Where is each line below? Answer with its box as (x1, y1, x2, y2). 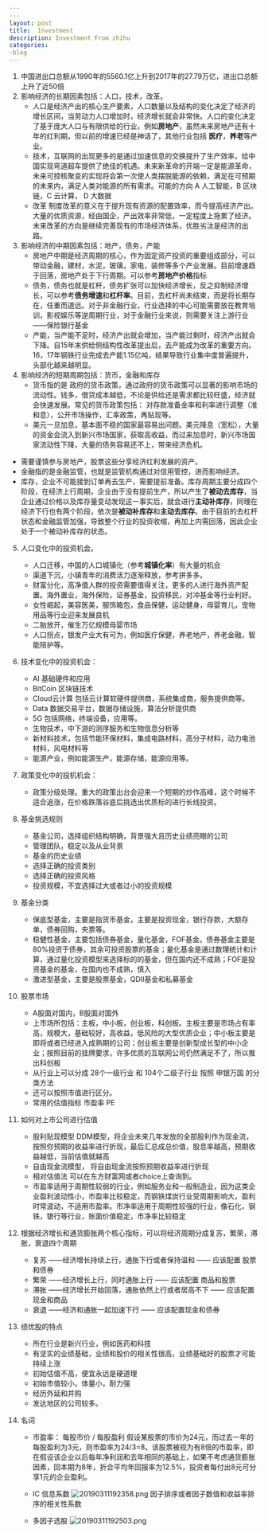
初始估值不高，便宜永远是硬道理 (32, 1369, 138, 1378)
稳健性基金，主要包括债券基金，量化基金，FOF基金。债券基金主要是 (32, 935, 255, 944)
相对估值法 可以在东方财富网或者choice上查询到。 (32, 1171, 196, 1181)
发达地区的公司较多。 (32, 1398, 103, 1408)
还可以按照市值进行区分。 (32, 1088, 117, 1097)
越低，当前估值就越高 (39, 1152, 110, 1161)
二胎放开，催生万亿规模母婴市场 (32, 620, 138, 629)
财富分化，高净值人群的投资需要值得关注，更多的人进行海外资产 (32, 581, 242, 589)
